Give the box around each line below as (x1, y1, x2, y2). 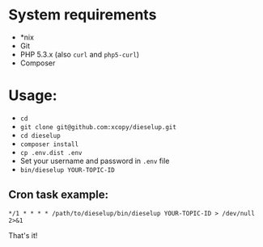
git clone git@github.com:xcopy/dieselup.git (19, 123, 176, 131)
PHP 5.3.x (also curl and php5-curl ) (19, 49, 140, 59)
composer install (19, 140, 79, 149)
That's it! (8, 230, 38, 240)
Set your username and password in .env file (19, 156, 170, 165)
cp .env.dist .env (19, 149, 83, 157)
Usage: (8, 86, 58, 105)
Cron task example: (8, 188, 109, 202)
